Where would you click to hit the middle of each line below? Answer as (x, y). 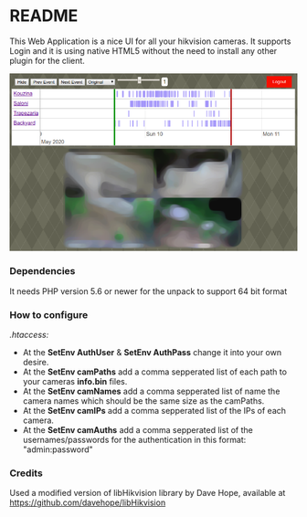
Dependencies (42, 271)
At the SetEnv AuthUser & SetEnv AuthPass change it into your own (152, 353)
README (44, 16)
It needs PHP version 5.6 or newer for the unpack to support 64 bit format (148, 291)
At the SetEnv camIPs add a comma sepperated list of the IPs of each (154, 411)
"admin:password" (58, 449)
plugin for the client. (47, 60)
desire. (36, 363)
